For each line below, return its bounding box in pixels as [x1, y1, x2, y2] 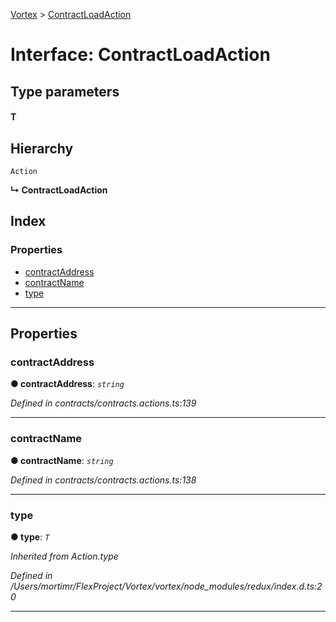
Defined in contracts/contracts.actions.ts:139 [10, 397, 197, 409]
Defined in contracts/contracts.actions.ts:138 [10, 474, 197, 486]
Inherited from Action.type [10, 550, 119, 562]
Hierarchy [10, 140, 74, 157]
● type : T [10, 530, 50, 543]
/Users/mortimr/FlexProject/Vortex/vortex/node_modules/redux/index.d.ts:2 [10, 580, 323, 592]
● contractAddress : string [10, 378, 125, 390]
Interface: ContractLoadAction [10, 44, 271, 66]
